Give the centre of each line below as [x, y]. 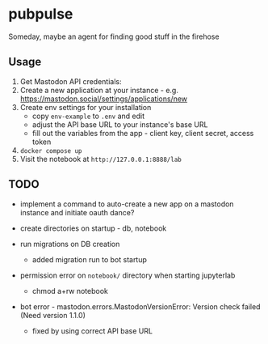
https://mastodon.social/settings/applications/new [104, 99]
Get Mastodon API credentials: [71, 81]
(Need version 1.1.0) [53, 315]
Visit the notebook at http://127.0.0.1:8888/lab [100, 159]
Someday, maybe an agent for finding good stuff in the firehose [114, 36]
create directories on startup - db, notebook [93, 228]
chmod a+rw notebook [70, 291]
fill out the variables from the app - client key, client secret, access [143, 133]
